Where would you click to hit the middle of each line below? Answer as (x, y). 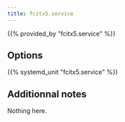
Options (25, 55)
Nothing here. (27, 111)
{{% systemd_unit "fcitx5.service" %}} (63, 72)
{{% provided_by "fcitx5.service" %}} (61, 33)
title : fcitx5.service (40, 14)
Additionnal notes (47, 94)
